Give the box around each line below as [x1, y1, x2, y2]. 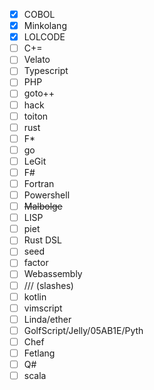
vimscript [23, 302, 63, 314]
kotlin [23, 290, 47, 303]
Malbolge [23, 200, 63, 213]
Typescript [23, 65, 69, 77]
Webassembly [23, 268, 83, 280]
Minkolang [23, 20, 67, 32]
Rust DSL [23, 234, 62, 246]
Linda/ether [23, 313, 72, 325]
